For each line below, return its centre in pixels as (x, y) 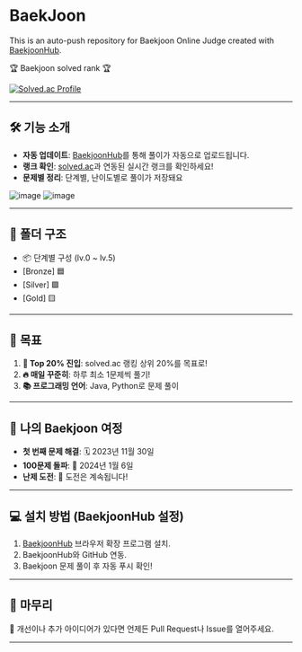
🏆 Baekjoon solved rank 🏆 (60, 67)
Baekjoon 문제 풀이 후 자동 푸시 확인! (87, 566)
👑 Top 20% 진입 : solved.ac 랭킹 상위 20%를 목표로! (115, 364)
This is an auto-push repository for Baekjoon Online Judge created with (142, 40)
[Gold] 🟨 (39, 298)
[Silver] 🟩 (41, 285)
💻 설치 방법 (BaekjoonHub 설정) (97, 516)
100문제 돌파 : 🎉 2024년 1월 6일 (78, 466)
